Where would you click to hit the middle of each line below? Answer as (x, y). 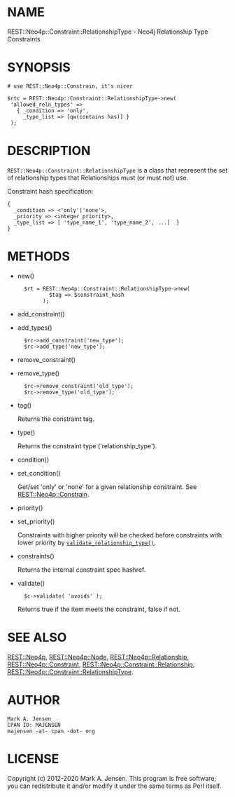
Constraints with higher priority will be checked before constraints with (120, 535)
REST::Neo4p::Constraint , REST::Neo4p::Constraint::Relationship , (101, 664)
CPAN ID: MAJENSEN (34, 725)
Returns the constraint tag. (56, 419)
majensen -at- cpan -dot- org (51, 731)
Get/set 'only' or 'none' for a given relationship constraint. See (107, 487)
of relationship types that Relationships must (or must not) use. (98, 178)
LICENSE (33, 759)
